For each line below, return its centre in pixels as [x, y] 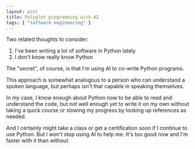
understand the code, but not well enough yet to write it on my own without [97, 104]
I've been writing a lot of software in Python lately [75, 51]
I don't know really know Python [54, 57]
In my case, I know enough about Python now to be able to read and [89, 98]
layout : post [22, 12]
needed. [16, 116]
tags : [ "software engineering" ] [49, 22]
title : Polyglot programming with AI [53, 17]
